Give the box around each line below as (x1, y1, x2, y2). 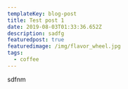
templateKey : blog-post (7, 10, 77, 18)
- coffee (13, 56, 39, 63)
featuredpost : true (7, 36, 65, 43)
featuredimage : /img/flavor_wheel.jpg (7, 43, 121, 50)
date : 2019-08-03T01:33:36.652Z (7, 23, 102, 30)
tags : (7, 50, 23, 57)
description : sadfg (7, 29, 65, 37)
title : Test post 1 (7, 17, 65, 24)
